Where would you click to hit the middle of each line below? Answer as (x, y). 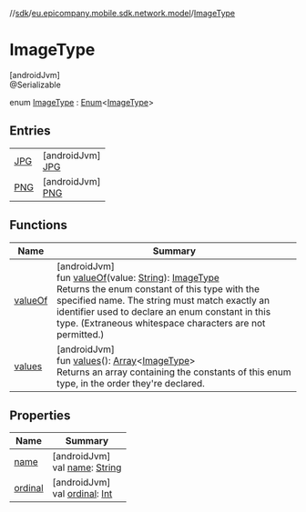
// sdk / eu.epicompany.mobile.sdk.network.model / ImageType (122, 13)
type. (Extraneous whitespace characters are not (161, 323)
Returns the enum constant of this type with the (158, 288)
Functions (39, 225)
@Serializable (35, 85)
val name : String (87, 467)
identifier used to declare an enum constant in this (163, 311)
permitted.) (80, 334)
